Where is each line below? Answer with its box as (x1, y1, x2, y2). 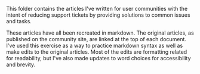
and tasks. (6, 18, 32, 24)
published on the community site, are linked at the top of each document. (6, 36, 187, 42)
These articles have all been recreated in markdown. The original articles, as (6, 29, 194, 36)
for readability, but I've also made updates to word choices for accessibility (6, 55, 191, 61)
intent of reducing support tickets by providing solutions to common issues (6, 11, 190, 18)
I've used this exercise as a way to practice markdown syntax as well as (6, 42, 183, 49)
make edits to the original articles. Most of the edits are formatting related (6, 48, 187, 55)
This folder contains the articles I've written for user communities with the (6, 5, 188, 12)
